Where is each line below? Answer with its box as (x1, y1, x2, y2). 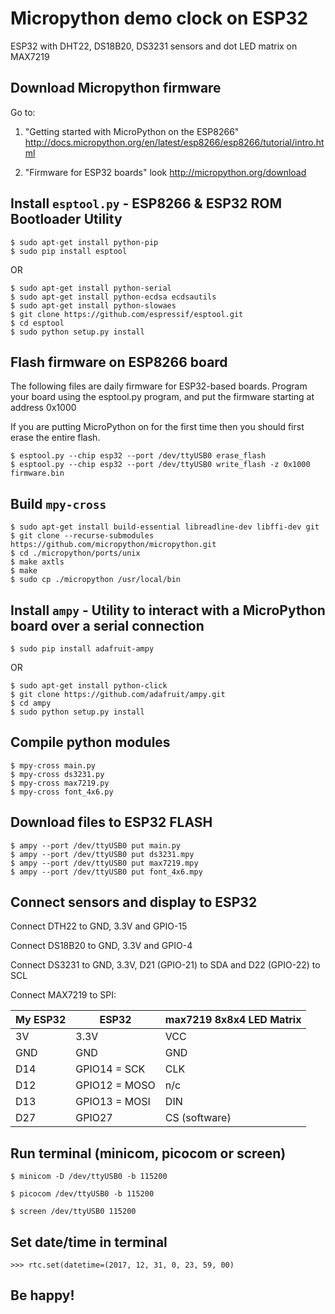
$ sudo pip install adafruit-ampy (10, 644, 155, 654)
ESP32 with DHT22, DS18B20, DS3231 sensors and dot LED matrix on (10, 40, 298, 52)
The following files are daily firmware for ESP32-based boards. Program (10, 380, 308, 392)
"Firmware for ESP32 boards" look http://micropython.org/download (24, 166, 307, 178)
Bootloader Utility (10, 211, 123, 228)
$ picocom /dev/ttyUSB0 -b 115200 (10, 1189, 155, 1199)
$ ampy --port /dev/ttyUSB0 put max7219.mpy (10, 858, 199, 868)
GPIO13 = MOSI (75, 1095, 151, 1109)
